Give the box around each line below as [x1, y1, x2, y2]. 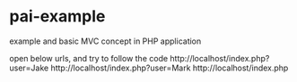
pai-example [9, 6, 106, 27]
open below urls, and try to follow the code [9, 53, 169, 63]
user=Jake [9, 62, 49, 73]
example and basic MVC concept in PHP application [9, 36, 202, 46]
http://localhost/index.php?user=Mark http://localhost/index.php [50, 62, 289, 73]
